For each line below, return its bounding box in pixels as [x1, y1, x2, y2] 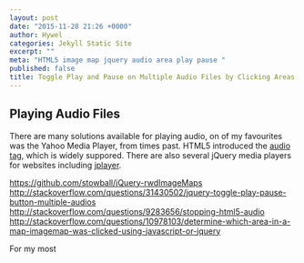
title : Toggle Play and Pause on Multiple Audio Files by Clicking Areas [9, 73, 296, 82]
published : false [9, 65, 76, 74]
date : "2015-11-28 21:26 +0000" [9, 22, 132, 31]
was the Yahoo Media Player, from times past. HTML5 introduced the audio [9, 140, 291, 151]
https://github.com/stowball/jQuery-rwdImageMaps [9, 177, 203, 187]
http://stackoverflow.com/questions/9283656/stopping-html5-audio [9, 206, 266, 217]
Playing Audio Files [9, 106, 121, 122]
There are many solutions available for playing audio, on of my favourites [9, 130, 283, 141]
